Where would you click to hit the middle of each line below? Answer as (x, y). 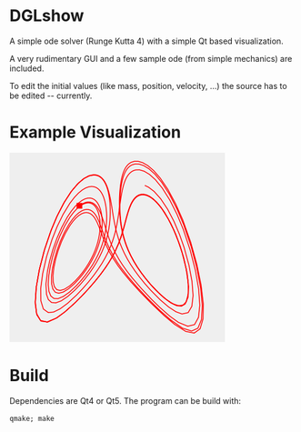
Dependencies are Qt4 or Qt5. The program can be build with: (125, 400)
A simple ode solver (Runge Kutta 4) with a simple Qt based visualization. (146, 41)
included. (27, 68)
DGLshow (47, 16)
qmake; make (32, 418)
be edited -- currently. (51, 95)
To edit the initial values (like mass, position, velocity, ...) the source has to (149, 85)
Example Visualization (95, 132)
